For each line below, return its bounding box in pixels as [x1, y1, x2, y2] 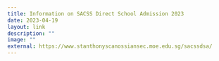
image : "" [7, 36, 37, 43]
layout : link [7, 23, 46, 30]
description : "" [7, 29, 55, 37]
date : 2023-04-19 [7, 17, 58, 24]
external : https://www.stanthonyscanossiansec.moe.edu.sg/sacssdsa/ [7, 43, 213, 50]
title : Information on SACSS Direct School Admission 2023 [7, 10, 184, 18]
